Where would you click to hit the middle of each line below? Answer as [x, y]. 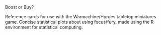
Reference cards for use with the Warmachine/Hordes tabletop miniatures [81, 17]
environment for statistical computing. [44, 27]
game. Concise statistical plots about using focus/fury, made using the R [80, 22]
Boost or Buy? [19, 7]
